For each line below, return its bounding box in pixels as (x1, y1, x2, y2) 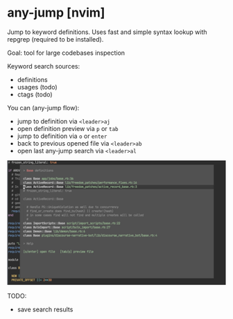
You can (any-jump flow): (7, 103, 80, 112)
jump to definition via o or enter (17, 132, 107, 140)
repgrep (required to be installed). (7, 35, 104, 43)
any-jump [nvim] (7, 5, 105, 21)
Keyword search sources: (7, 62, 80, 70)
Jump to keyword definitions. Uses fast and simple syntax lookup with (7, 28, 207, 36)
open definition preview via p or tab (17, 124, 119, 132)
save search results (17, 305, 74, 313)
